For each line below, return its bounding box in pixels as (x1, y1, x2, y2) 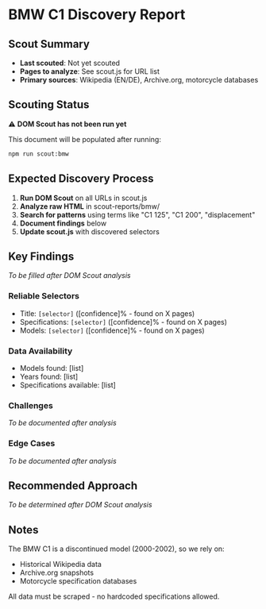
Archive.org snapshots (19, 568, 94, 577)
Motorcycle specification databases (19, 576, 137, 586)
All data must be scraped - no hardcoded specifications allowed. (8, 592, 220, 601)
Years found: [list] (19, 372, 79, 381)
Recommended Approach (8, 479, 138, 492)
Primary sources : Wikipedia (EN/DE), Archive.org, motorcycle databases (19, 75, 259, 84)
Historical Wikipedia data (19, 560, 102, 569)
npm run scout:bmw (8, 149, 69, 158)
